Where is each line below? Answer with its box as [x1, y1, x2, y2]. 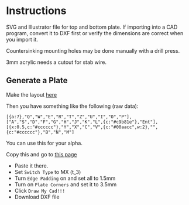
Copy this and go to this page [6, 151, 77, 158]
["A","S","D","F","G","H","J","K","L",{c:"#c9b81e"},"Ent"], [6, 119, 159, 125]
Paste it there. [14, 162, 49, 169]
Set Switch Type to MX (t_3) [14, 168, 81, 175]
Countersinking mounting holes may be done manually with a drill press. [6, 47, 180, 54]
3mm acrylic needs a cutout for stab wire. [6, 59, 107, 66]
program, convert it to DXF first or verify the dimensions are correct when [6, 29, 184, 36]
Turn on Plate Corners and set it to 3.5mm [14, 180, 117, 188]
